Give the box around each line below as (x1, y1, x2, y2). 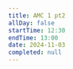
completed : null (8, 48, 62, 56)
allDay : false (8, 19, 56, 27)
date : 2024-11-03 (8, 41, 66, 49)
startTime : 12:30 (8, 26, 66, 34)
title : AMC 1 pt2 (8, 11, 66, 20)
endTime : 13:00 (8, 33, 59, 42)
